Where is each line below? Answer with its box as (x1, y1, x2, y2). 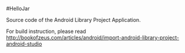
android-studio (6, 41, 42, 47)
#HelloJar (6, 5, 30, 12)
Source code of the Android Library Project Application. (6, 16, 141, 23)
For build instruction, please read (6, 28, 87, 35)
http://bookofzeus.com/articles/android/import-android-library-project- (6, 34, 180, 41)
